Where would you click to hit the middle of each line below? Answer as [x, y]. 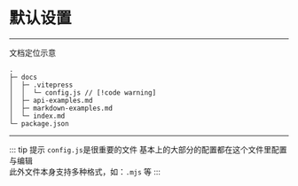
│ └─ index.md [37, 116]
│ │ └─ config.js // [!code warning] [83, 93]
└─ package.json [39, 124]
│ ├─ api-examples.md [51, 100]
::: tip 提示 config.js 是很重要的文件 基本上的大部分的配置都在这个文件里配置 [148, 149]
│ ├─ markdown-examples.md [61, 108]
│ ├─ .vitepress [41, 85]
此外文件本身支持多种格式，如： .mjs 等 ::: [85, 171]
